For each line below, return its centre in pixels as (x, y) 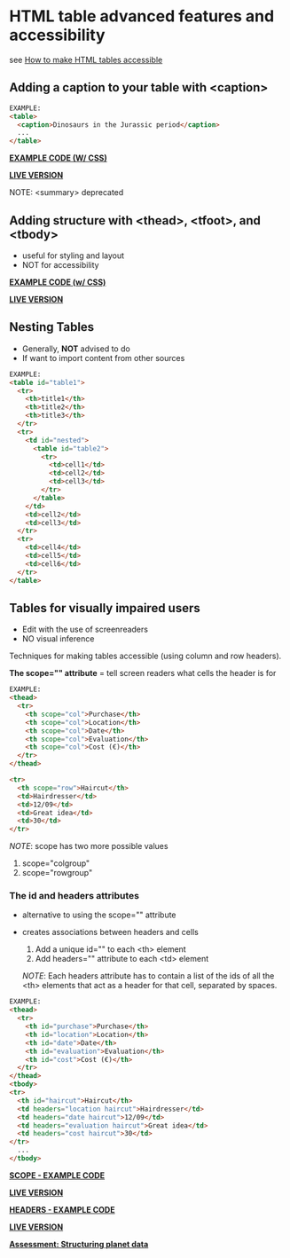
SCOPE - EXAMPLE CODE (57, 1175)
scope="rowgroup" (57, 873)
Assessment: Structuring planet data (79, 1244)
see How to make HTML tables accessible (86, 59)
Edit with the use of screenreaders (85, 629)
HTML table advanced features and (142, 16)
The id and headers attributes (74, 896)
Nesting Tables (52, 327)
